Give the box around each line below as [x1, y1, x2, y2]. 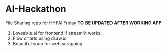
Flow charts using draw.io [12, 35, 67, 41]
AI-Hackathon [5, 3, 66, 15]
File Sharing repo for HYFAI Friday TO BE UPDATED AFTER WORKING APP [5, 20, 162, 26]
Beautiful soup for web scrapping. [12, 40, 84, 46]
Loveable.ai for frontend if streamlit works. [12, 30, 102, 36]
